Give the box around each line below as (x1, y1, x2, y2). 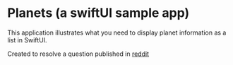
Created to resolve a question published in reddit (7, 49, 150, 58)
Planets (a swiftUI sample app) (7, 5, 190, 21)
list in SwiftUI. (7, 35, 47, 44)
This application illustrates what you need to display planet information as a (7, 28, 227, 37)
